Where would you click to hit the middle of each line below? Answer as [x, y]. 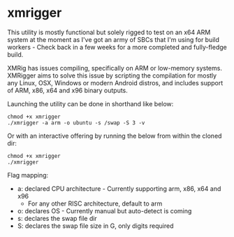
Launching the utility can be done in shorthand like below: [90, 103]
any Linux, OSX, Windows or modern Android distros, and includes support [115, 82]
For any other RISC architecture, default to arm [95, 203]
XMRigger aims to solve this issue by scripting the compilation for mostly [112, 76]
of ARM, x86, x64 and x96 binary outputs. [67, 90]
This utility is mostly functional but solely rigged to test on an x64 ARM [109, 32]
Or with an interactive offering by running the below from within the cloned [115, 136]
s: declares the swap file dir [57, 218]
